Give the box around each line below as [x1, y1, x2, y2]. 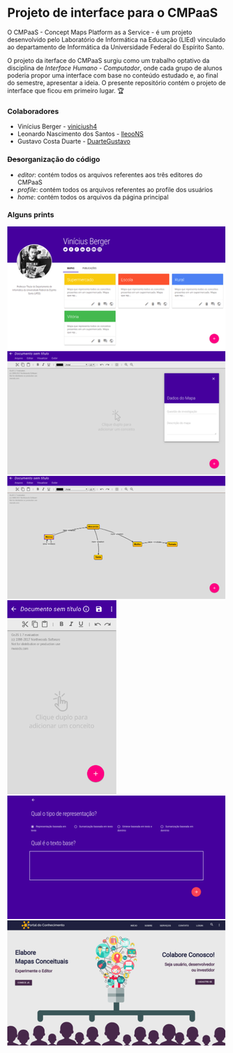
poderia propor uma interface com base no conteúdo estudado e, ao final [7, 71, 218, 80]
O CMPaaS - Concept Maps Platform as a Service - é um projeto [7, 28, 193, 36]
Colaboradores [7, 106, 59, 116]
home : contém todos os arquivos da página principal [17, 193, 169, 201]
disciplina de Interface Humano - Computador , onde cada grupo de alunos [7, 64, 223, 72]
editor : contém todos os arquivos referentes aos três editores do [17, 170, 203, 179]
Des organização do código [7, 155, 100, 165]
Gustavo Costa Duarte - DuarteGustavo [17, 137, 131, 146]
